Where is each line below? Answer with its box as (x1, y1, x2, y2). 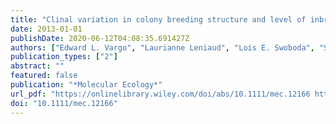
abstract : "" (10, 61, 65, 71)
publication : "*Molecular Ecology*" (10, 80, 163, 90)
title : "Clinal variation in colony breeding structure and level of (10, 14, 307, 25)
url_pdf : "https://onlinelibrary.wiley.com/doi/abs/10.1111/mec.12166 (10, 89, 311, 99)
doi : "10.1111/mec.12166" (10, 98, 118, 108)
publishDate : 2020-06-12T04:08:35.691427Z (10, 33, 190, 43)
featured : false (10, 71, 78, 81)
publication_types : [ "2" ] (10, 52, 118, 62)
